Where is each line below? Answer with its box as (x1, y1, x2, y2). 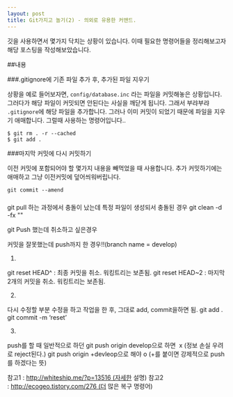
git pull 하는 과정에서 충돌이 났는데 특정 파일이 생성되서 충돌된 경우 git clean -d (7, 203, 223, 212)
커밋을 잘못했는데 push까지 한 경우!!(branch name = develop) (7, 240, 177, 249)
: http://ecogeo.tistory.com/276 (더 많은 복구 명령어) (7, 382, 153, 391)
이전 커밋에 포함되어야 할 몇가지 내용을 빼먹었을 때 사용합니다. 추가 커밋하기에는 (7, 164, 223, 172)
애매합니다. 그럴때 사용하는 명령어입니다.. (14, 116, 127, 124)
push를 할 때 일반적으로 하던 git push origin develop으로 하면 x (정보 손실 (7, 341, 211, 350)
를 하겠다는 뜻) (7, 359, 47, 367)
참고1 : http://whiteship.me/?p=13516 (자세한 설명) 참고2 (7, 373, 164, 382)
